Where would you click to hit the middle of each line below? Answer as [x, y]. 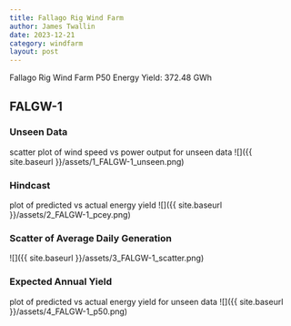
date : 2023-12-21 [42, 35]
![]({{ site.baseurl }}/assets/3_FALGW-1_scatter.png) [107, 258]
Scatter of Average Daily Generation [91, 239]
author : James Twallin [52, 26]
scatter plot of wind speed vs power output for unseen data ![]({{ [131, 152]
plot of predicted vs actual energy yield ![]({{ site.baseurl [116, 205]
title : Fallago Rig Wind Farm [67, 18]
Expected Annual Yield [60, 281]
